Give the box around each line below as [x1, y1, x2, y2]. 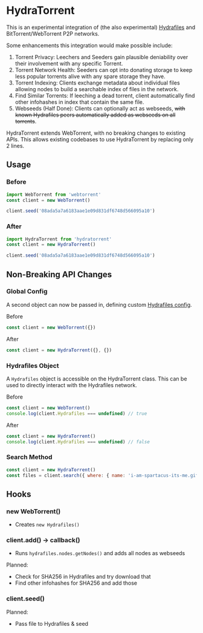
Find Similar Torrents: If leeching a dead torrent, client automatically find [14, 92, 195, 99]
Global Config [6, 288, 48, 296]
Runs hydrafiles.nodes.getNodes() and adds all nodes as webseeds [14, 550, 185, 557]
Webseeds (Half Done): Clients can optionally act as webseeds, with [14, 104, 185, 112]
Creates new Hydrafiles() [14, 521, 80, 529]
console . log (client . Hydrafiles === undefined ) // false [6, 439, 150, 445]
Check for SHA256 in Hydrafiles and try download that [14, 573, 151, 580]
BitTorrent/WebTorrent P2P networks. [6, 30, 100, 37]
